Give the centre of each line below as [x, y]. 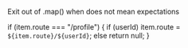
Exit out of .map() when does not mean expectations [94, 12]
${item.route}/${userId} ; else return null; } [79, 36]
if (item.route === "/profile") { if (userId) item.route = [94, 27]
